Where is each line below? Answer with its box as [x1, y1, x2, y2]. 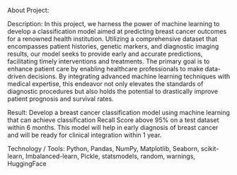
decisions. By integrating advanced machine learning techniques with [27, 72, 231, 80]
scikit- [200, 145, 219, 152]
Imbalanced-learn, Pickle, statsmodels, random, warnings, [25, 152, 196, 160]
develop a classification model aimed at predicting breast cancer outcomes [7, 28, 227, 35]
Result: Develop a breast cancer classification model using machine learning [7, 109, 230, 116]
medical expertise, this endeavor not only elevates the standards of [7, 80, 204, 87]
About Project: [7, 6, 50, 14]
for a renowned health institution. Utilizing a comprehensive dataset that [7, 35, 218, 43]
